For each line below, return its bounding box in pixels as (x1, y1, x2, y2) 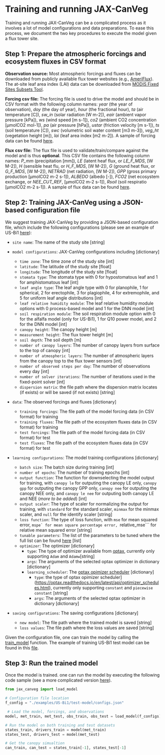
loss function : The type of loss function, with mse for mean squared (19, 516, 158, 522)
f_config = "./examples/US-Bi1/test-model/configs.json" (5, 700, 124, 706)
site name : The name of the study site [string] (12, 239, 105, 245)
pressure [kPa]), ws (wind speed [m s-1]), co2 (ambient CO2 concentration (5, 117, 157, 123)
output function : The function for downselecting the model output (19, 474, 155, 480)
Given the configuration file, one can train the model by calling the (5, 634, 139, 640)
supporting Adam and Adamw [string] (27, 553, 95, 559)
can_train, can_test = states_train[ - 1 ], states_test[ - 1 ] (5, 746, 126, 751)
